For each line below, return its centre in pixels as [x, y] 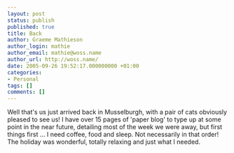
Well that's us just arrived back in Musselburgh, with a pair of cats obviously [117, 112]
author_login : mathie [39, 46]
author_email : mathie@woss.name [54, 53]
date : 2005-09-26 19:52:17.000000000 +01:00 [73, 66]
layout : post [26, 14]
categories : [25, 72]
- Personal [23, 79]
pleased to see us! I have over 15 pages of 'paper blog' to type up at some [115, 119]
